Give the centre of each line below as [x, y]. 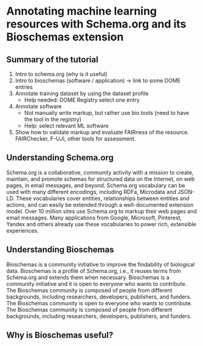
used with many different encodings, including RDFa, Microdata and [91, 192]
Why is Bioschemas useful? [60, 335]
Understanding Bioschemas [60, 250]
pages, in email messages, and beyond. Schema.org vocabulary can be [96, 185]
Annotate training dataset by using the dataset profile [82, 93]
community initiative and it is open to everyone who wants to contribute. [97, 283]
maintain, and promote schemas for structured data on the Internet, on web [101, 179]
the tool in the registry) [53, 119]
